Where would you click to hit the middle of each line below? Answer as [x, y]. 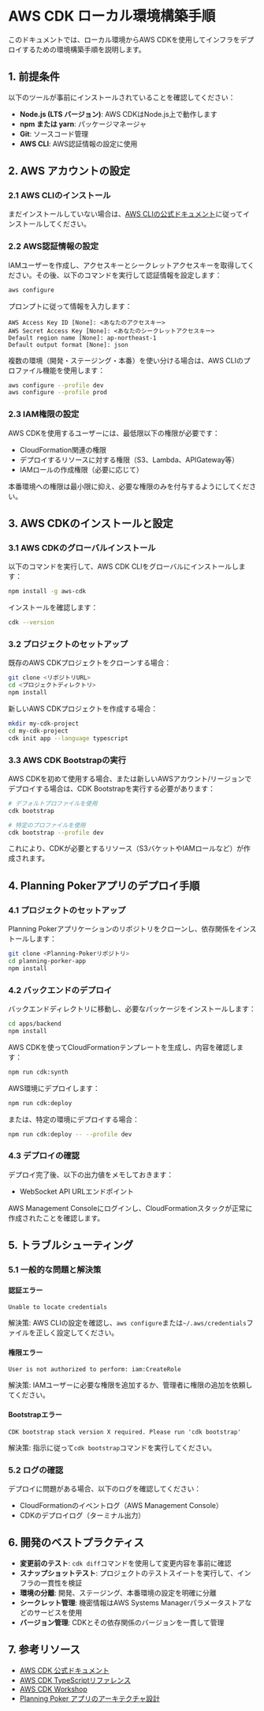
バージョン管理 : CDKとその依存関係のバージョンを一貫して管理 [122, 1622]
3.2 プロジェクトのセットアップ [68, 645]
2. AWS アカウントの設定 [69, 171]
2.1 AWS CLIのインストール [59, 196]
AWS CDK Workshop [54, 1689]
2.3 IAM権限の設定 [44, 414]
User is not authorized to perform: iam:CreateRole [95, 1370]
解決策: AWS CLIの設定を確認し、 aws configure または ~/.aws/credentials [127, 1323]
